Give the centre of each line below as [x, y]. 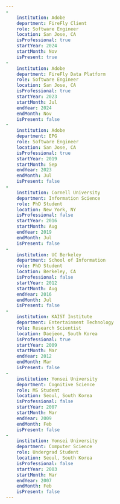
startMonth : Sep [37, 165]
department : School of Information [61, 261]
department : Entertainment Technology [65, 322]
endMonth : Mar [34, 362]
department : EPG [37, 136]
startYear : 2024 [37, 46]
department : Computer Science [55, 447]
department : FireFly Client [52, 23]
